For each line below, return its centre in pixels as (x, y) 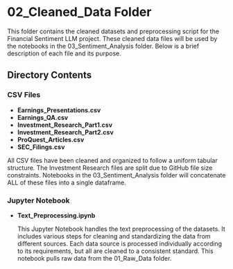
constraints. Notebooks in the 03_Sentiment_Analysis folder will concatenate (116, 175)
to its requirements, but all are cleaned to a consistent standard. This (115, 251)
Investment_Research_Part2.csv (66, 132)
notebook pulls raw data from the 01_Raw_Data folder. (94, 258)
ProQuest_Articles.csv (51, 139)
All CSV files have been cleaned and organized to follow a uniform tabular (112, 160)
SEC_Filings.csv (41, 147)
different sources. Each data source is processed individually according (120, 243)
